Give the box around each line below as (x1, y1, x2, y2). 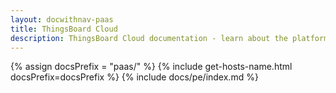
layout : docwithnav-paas (10, 14, 114, 25)
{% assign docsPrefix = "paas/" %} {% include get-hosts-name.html (10, 61, 293, 73)
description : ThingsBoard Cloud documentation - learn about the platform (10, 33, 329, 43)
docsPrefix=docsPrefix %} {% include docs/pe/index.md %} (10, 71, 259, 83)
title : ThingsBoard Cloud (10, 24, 118, 34)
